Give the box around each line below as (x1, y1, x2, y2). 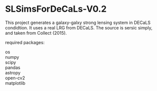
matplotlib (5, 80, 26, 86)
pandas (5, 65, 21, 70)
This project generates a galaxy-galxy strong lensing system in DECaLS (5, 20, 151, 25)
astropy (5, 69, 21, 75)
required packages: (5, 39, 45, 45)
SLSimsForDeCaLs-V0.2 (5, 3, 107, 15)
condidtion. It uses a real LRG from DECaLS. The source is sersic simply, (5, 24, 153, 30)
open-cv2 (5, 75, 25, 81)
